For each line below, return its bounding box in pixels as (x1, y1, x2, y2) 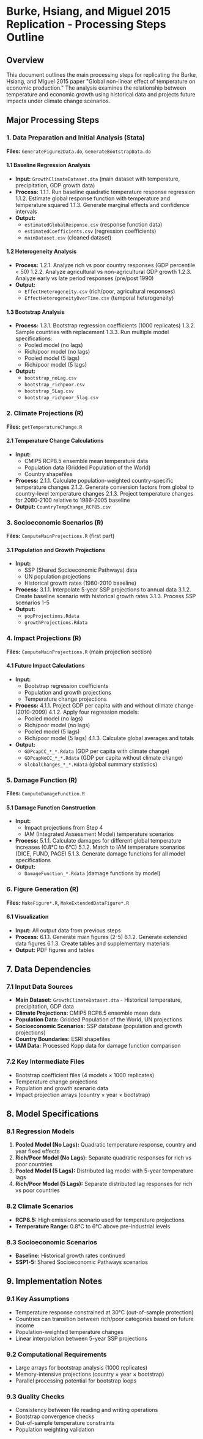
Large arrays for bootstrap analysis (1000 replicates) (15, 1364, 148, 1371)
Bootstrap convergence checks (15, 1413, 95, 1420)
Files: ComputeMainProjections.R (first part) (6, 532, 115, 540)
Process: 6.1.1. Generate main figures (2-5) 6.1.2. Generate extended (15, 933, 188, 940)
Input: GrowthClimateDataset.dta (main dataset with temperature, (15, 175, 180, 182)
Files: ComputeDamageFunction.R (6, 790, 86, 797)
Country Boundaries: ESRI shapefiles (15, 1035, 111, 1043)
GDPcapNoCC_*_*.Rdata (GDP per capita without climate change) (24, 754, 183, 761)
